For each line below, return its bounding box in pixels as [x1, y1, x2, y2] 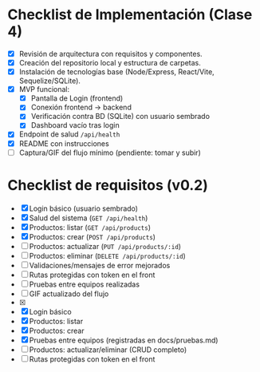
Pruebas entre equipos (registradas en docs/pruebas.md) [29, 335, 219, 345]
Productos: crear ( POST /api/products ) [29, 232, 156, 241]
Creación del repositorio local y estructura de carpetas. [18, 58, 201, 67]
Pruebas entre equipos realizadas [29, 279, 140, 289]
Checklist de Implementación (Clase [7, 6, 253, 24]
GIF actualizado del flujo [29, 289, 109, 299]
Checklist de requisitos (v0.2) [7, 176, 208, 194]
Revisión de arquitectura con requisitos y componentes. [18, 49, 203, 58]
